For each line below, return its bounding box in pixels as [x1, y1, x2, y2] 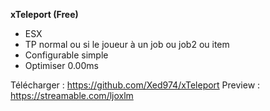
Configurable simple [24, 49, 109, 61]
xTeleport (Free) [10, 9, 79, 20]
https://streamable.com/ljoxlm [10, 90, 134, 101]
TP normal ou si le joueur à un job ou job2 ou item [24, 39, 230, 50]
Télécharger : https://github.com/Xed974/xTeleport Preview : [10, 79, 261, 91]
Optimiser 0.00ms [24, 60, 99, 71]
